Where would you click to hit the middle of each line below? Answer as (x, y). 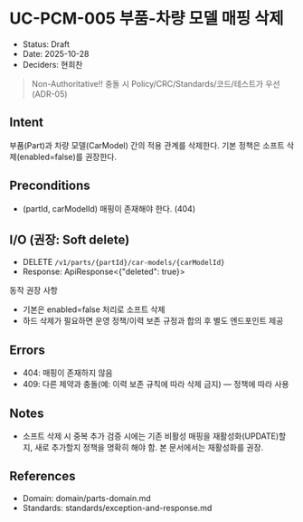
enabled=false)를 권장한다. (68, 157)
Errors (27, 350)
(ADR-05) (49, 94)
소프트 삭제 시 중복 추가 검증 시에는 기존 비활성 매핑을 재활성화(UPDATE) (151, 436)
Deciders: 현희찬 (52, 64)
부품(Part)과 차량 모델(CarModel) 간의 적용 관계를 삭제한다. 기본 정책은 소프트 (147, 145)
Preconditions (50, 186)
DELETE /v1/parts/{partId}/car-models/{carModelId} (123, 262)
